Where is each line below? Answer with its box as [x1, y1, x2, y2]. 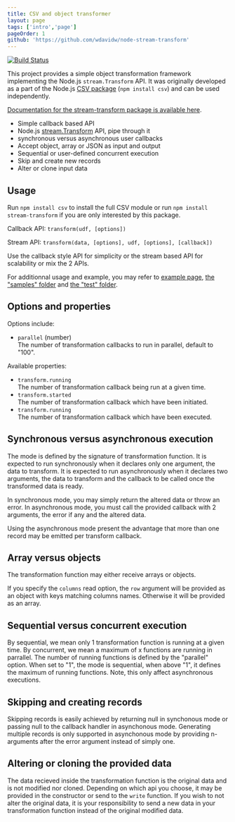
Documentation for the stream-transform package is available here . [7, 106, 202, 114]
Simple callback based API [17, 119, 95, 127]
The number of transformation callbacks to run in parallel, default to [17, 340, 214, 349]
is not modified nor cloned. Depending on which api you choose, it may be [7, 783, 222, 792]
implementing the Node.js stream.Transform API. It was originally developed [7, 77, 226, 85]
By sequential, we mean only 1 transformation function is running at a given [7, 638, 224, 647]
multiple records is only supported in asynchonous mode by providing [7, 730, 210, 738]
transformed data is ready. [7, 482, 84, 490]
